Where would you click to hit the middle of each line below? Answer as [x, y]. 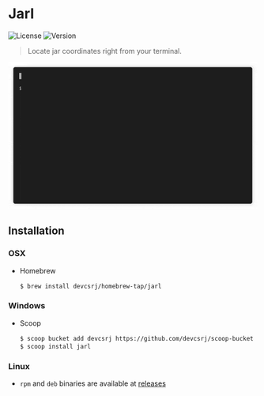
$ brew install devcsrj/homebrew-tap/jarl [91, 286]
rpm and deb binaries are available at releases [92, 383]
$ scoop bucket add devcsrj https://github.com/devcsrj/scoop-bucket [137, 338]
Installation [36, 231]
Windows [27, 306]
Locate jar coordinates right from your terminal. [104, 51]
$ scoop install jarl [55, 346]
